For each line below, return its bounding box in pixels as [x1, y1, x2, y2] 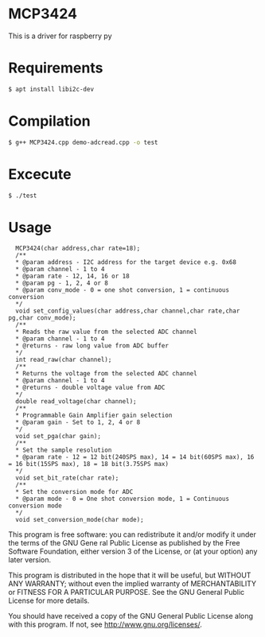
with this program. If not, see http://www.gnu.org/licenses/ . [8, 620, 203, 629]
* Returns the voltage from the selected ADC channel [15, 370, 197, 378]
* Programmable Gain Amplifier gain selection [15, 411, 173, 420]
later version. [8, 555, 52, 565]
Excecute [8, 165, 72, 183]
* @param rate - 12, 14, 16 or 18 [15, 272, 130, 281]
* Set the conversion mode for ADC [15, 488, 134, 496]
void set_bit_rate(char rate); [15, 474, 119, 482]
